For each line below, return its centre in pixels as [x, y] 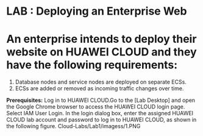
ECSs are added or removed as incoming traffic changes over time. [99, 88]
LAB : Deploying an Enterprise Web [97, 11]
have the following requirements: [92, 65]
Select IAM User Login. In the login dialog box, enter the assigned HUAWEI [100, 113]
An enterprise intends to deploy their [101, 39]
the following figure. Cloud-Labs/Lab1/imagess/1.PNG [73, 126]
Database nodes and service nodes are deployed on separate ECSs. [101, 82]
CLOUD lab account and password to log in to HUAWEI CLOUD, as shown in [101, 120]
